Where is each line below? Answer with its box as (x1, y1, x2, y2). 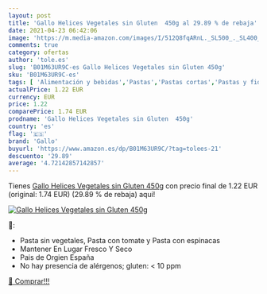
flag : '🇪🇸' (8, 130, 48, 137)
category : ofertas (8, 48, 69, 56)
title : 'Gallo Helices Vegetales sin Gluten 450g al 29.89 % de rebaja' (8, 19, 258, 27)
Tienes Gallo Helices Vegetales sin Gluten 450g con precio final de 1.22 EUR (8, 181, 258, 191)
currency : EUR (8, 93, 56, 101)
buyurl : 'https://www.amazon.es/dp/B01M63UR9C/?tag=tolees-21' (8, 145, 222, 153)
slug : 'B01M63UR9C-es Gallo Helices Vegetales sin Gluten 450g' (8, 64, 226, 72)
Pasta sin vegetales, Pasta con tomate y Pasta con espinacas (19, 236, 221, 246)
